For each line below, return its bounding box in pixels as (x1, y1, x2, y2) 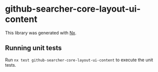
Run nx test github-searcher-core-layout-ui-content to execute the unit (5, 57, 154, 63)
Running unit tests (5, 44, 62, 52)
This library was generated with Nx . (5, 30, 77, 36)
